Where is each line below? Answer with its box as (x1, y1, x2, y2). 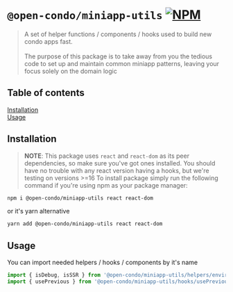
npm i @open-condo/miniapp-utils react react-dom (7, 195, 154, 202)
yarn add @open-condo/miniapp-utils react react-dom (7, 220, 163, 227)
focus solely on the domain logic (24, 67, 118, 75)
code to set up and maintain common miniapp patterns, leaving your (24, 59, 220, 67)
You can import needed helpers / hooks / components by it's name (7, 258, 198, 267)
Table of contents (7, 87, 85, 99)
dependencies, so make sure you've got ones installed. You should (24, 159, 216, 167)
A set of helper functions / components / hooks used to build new (24, 30, 212, 38)
